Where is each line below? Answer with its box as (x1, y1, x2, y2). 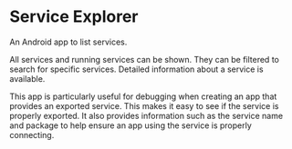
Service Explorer (9, 6, 139, 27)
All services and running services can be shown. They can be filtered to (9, 54, 280, 65)
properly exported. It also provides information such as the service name (9, 110, 284, 121)
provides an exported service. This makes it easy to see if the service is (9, 100, 279, 111)
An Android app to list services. (9, 36, 128, 47)
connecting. (9, 129, 55, 140)
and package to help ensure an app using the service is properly (9, 120, 253, 131)
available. (9, 73, 46, 84)
